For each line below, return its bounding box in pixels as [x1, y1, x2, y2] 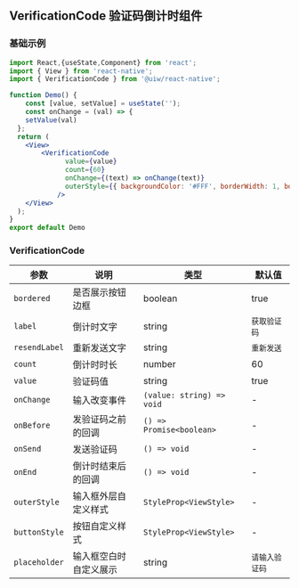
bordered [13, 293, 51, 304]
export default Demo [9, 224, 86, 233]
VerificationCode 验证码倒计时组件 [9, 8, 203, 24]
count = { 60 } [65, 166, 105, 175]
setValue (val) [25, 115, 77, 125]
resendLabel [13, 342, 65, 353]
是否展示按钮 [72, 286, 127, 298]
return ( [17, 132, 50, 141]
